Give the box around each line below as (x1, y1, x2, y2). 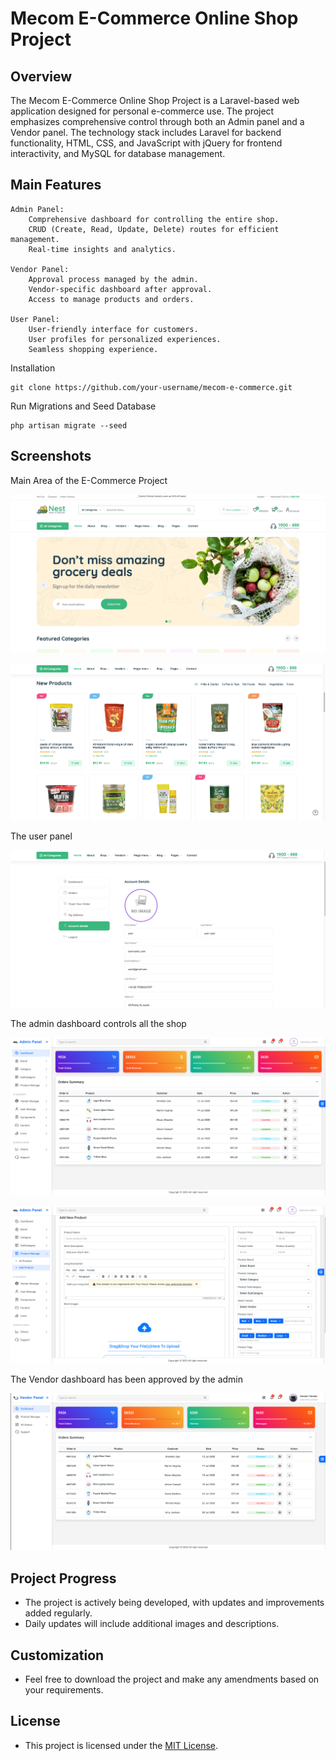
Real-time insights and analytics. (28, 244, 177, 254)
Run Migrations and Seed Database (10, 400, 157, 412)
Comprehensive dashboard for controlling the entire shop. (28, 214, 280, 224)
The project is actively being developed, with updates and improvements (24, 1597, 325, 1609)
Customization (10, 1647, 105, 1664)
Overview (10, 68, 73, 85)
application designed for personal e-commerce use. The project (10, 105, 275, 117)
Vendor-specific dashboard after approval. (28, 284, 213, 294)
